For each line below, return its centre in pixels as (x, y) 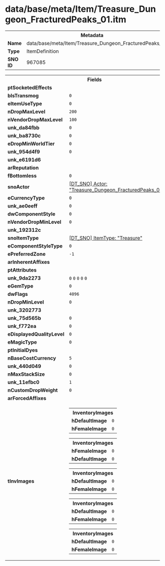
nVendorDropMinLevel (34, 222)
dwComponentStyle (31, 214)
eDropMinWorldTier (31, 143)
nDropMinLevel (26, 302)
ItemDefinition (42, 51)
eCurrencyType (26, 198)
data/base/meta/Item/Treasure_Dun (81, 9)
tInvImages (21, 481)
